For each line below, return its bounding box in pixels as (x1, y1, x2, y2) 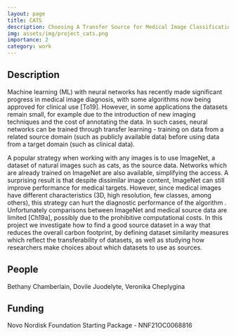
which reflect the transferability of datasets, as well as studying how (7, 235, 205, 244)
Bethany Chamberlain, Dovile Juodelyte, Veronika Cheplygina (7, 282, 185, 290)
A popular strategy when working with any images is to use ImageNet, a (7, 153, 216, 162)
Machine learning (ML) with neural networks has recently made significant (7, 87, 223, 96)
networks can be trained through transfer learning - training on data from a (7, 124, 224, 134)
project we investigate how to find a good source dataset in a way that (7, 221, 211, 229)
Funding (7, 303, 44, 315)
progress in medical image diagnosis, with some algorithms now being (7, 95, 211, 103)
